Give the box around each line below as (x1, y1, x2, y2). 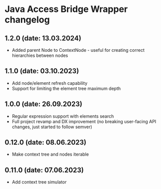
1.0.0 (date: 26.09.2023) (4, 100, 83, 108)
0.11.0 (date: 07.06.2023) (4, 166, 84, 174)
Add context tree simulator (11, 179, 67, 185)
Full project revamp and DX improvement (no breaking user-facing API (11, 118, 157, 124)
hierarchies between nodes (11, 52, 68, 58)
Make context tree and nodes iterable (11, 151, 89, 158)
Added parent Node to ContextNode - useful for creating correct (11, 47, 145, 53)
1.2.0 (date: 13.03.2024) (4, 34, 82, 42)
